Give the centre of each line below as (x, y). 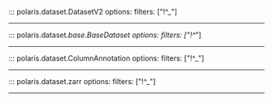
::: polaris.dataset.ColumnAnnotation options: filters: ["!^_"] (106, 58)
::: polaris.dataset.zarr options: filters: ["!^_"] (82, 81)
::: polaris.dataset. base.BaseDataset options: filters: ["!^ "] (105, 35)
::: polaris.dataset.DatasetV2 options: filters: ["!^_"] (93, 12)
